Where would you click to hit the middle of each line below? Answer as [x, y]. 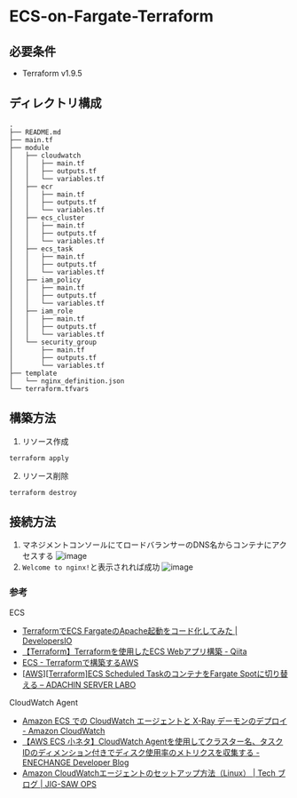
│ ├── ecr [31, 187]
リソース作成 [45, 441]
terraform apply [39, 458]
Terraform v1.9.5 [52, 73]
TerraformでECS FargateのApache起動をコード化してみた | [129, 630]
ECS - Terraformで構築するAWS [80, 662]
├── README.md [35, 132]
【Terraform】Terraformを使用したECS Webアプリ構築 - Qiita [134, 651]
